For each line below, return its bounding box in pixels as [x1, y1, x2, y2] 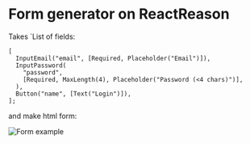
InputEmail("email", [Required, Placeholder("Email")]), [15, 54, 211, 62]
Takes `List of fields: [8, 32, 76, 41]
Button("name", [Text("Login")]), [15, 90, 131, 98]
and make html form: [8, 111, 77, 121]
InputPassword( [15, 61, 67, 70]
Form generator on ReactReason [8, 5, 230, 23]
